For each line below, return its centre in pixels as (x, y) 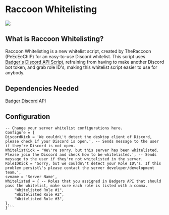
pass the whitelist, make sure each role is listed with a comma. (76, 186)
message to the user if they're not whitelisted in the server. (74, 159)
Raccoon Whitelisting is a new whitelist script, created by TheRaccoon (78, 51)
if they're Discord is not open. (40, 146)
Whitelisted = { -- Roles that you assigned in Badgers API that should (83, 181)
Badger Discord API (26, 101)
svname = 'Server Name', (31, 177)
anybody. (15, 72)
